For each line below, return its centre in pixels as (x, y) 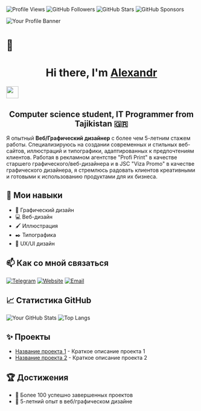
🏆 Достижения (37, 378)
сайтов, (16, 151)
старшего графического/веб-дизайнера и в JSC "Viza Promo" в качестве (101, 163)
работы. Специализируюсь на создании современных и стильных (92, 144)
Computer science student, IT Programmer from (101, 114)
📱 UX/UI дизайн (35, 243)
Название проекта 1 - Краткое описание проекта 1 (80, 351)
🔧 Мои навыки (34, 196)
